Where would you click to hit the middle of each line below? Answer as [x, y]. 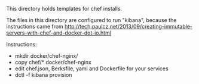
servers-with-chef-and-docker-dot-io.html [59, 33]
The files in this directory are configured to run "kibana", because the [91, 20]
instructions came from [35, 27]
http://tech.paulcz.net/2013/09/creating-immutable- [129, 27]
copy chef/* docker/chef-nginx [53, 62]
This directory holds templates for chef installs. [64, 9]
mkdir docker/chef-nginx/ [46, 56]
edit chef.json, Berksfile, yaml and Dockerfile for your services [91, 69]
